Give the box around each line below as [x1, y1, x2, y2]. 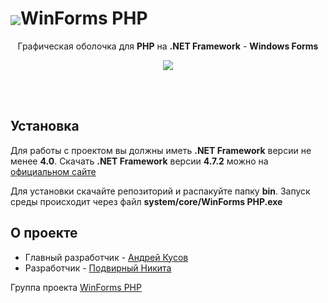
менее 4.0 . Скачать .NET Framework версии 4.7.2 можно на [10, 155, 269, 167]
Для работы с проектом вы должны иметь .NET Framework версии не [10, 144, 312, 156]
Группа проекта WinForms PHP [10, 281, 142, 293]
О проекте [10, 225, 78, 242]
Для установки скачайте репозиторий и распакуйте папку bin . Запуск [10, 185, 311, 197]
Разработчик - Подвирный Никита [24, 262, 172, 274]
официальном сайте [10, 165, 97, 177]
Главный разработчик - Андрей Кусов [24, 251, 189, 263]
